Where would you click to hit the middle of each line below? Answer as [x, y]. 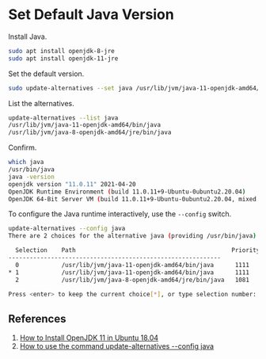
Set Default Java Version [91, 15]
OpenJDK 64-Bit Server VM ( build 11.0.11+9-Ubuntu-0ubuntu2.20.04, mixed [133, 199]
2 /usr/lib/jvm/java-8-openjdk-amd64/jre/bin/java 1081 [132, 280]
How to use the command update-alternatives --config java [117, 346]
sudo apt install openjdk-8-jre [61, 51]
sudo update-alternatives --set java [70, 88]
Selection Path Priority [138, 250]
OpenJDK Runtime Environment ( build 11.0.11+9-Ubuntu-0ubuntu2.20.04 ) [127, 192]
